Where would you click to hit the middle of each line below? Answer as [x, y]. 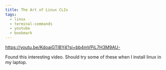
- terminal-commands [31, 24]
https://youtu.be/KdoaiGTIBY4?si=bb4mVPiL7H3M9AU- [63, 47]
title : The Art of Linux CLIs [37, 10]
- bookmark [21, 33]
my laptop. [16, 62]
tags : [11, 14]
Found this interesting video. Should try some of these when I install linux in [83, 57]
